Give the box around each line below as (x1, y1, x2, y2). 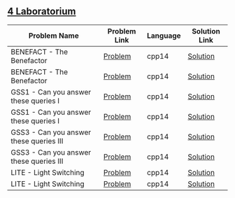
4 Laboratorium (7, 6, 76, 17)
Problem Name (28, 31, 79, 41)
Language (146, 31, 181, 41)
